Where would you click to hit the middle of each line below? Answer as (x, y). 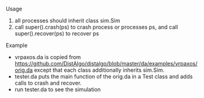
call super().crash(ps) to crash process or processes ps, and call (96, 27)
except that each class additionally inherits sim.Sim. (99, 70)
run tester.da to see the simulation (58, 89)
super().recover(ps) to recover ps (57, 33)
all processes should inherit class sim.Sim (67, 20)
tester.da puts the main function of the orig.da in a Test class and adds (104, 76)
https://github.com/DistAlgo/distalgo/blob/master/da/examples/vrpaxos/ (106, 64)
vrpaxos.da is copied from (47, 57)
